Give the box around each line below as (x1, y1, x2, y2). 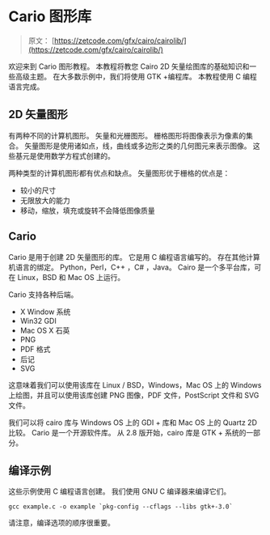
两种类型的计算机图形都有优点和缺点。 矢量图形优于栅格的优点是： (8, 168, 230, 178)
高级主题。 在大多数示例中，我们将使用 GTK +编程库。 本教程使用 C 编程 (15, 71, 257, 81)
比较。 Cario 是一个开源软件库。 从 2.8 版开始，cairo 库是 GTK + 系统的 (8, 427, 247, 437)
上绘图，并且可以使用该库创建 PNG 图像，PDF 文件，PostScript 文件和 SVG (8, 390, 259, 400)
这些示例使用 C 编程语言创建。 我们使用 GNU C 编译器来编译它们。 (8, 486, 231, 496)
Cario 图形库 (8, 7, 91, 26)
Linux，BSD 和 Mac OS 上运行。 (17, 272, 125, 282)
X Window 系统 (19, 307, 71, 316)
